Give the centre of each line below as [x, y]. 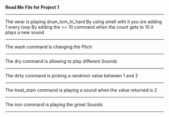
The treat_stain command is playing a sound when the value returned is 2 [81, 90]
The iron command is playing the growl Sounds [54, 104]
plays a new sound [25, 32]
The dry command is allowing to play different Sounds [61, 61]
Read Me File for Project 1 [32, 7]
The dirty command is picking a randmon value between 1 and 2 [72, 76]
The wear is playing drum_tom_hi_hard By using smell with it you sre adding [84, 22]
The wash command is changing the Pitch [49, 47]
